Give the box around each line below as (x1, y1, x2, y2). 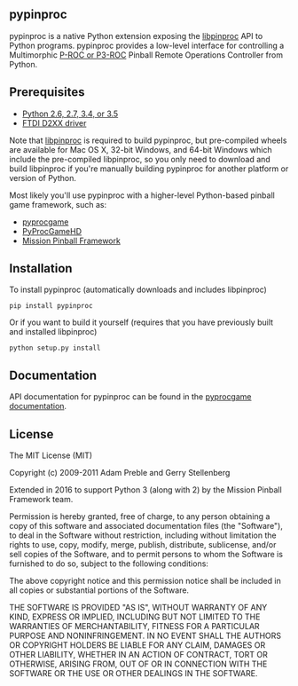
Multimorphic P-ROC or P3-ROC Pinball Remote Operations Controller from (9, 49, 284, 60)
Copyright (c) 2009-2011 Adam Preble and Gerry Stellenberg (9, 468, 231, 478)
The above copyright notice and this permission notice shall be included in (9, 576, 281, 587)
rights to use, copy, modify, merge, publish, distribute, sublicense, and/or (9, 540, 277, 550)
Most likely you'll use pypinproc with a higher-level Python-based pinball (9, 190, 275, 201)
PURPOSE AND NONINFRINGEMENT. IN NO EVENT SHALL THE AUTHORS (9, 630, 282, 642)
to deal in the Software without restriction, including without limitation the (9, 530, 277, 540)
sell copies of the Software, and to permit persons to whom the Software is (9, 549, 284, 560)
